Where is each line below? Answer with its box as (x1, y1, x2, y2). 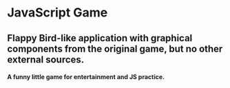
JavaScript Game (7, 5, 108, 21)
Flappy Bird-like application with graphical (7, 32, 193, 44)
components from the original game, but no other (7, 43, 223, 54)
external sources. (7, 54, 85, 65)
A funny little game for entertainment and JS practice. (7, 73, 165, 81)
